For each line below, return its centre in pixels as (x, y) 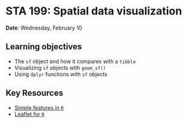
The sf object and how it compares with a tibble (75, 61)
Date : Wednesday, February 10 (44, 28)
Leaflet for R (29, 114)
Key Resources (35, 93)
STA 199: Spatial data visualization (94, 11)
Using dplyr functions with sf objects (61, 74)
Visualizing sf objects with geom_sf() (60, 68)
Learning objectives (44, 47)
